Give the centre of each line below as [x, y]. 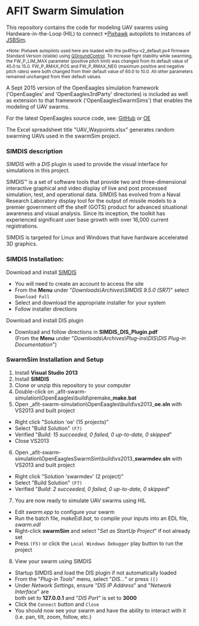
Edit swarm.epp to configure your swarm [65, 512]
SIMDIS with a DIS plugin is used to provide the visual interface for [87, 164]
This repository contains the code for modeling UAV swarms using [87, 27]
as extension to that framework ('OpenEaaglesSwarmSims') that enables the [99, 100]
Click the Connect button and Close [57, 604]
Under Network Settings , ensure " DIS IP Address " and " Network [93, 585]
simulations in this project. [38, 171]
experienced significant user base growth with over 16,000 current [87, 220]
